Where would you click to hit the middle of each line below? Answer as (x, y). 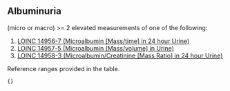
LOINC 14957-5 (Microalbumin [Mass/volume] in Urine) (96, 48)
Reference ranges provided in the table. (64, 68)
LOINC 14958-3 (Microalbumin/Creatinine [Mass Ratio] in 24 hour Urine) (120, 55)
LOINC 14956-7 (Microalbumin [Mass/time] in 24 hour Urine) (103, 41)
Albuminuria (35, 11)
